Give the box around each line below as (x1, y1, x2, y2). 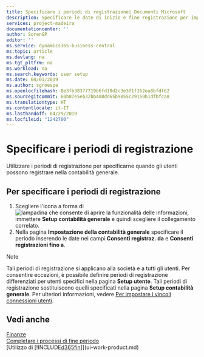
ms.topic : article (6, 49, 53, 55)
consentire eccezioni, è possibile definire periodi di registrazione (6, 271, 168, 278)
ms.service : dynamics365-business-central (6, 43, 115, 49)
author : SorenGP (6, 32, 47, 38)
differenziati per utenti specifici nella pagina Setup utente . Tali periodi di (6, 277, 187, 285)
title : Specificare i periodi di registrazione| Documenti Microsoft (6, 8, 186, 15)
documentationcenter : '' (6, 25, 69, 32)
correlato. (15, 222, 40, 229)
